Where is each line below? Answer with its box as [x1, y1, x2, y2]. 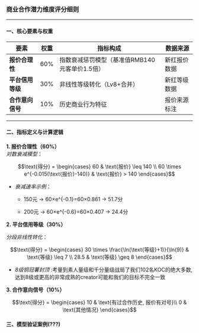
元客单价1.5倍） [59, 64, 105, 72]
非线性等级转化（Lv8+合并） [59, 80, 139, 88]
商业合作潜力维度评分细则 [6, 5, 79, 13]
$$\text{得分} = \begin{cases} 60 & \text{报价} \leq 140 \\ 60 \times [17, 163, 182, 170]
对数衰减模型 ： [6, 150, 43, 157]
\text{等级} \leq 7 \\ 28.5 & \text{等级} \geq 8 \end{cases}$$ [26, 253, 173, 261]
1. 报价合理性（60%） [6, 142, 60, 150]
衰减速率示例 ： [14, 183, 52, 190]
